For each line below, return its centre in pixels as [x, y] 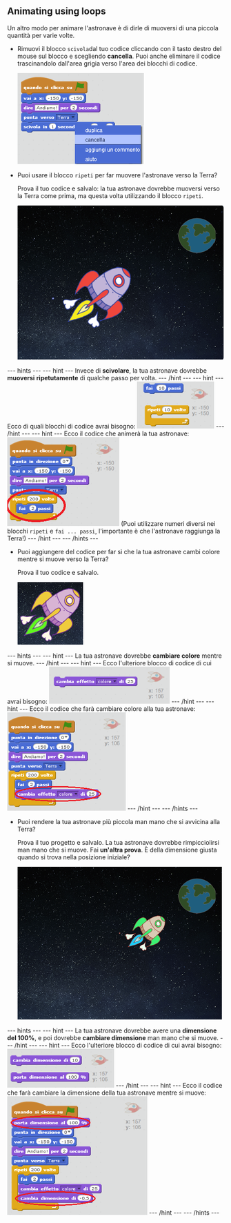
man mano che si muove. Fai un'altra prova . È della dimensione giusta [117, 850]
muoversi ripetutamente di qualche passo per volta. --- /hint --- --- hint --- [115, 378]
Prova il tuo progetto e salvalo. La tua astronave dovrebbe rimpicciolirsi [118, 842]
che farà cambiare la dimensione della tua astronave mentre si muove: [107, 1093]
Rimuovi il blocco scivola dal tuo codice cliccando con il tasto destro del [119, 48]
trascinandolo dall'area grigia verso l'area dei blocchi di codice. [107, 63]
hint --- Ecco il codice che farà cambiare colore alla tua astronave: [101, 708]
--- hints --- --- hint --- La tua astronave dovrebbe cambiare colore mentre [114, 656]
